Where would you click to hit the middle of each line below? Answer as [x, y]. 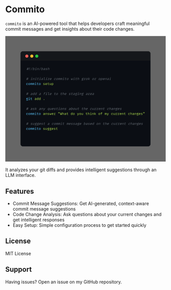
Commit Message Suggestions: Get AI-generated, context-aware [81, 203]
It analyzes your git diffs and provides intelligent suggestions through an [81, 170]
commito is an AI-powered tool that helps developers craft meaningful [78, 23]
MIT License [18, 253]
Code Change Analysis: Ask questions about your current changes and [87, 214]
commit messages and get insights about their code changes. [70, 29]
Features [20, 191]
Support [19, 269]
